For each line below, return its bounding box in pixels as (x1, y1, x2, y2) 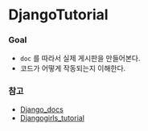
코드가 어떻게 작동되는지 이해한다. (19, 63, 126, 73)
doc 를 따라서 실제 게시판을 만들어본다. (19, 54, 141, 63)
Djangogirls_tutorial (19, 113, 84, 122)
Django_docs (19, 104, 64, 114)
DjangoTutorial (8, 6, 109, 24)
